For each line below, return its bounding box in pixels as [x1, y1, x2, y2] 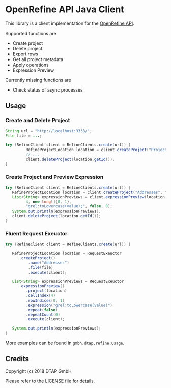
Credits [5, 354, 30, 363]
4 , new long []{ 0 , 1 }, [25, 199, 72, 204]
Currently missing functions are [5, 77, 71, 83]
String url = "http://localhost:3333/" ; [5, 128, 93, 133]
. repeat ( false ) [25, 307, 58, 312]
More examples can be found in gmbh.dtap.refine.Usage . [5, 340, 125, 346]
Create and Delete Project [5, 117, 70, 124]
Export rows [12, 51, 38, 57]
